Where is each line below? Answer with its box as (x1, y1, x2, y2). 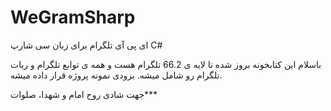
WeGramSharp (10, 6, 136, 29)
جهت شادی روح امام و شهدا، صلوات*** (10, 88, 158, 100)
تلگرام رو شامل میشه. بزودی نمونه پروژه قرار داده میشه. (10, 69, 223, 81)
